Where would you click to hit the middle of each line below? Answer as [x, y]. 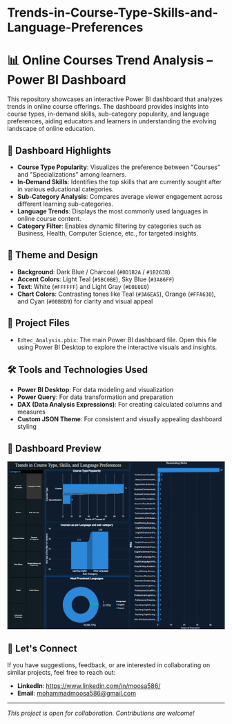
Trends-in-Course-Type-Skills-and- [113, 13]
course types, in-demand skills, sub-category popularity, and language [108, 114]
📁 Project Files [39, 323]
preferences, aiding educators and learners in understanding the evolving [112, 121]
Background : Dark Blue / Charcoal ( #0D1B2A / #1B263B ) [94, 272]
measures [31, 412]
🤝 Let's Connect [42, 648]
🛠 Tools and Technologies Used [78, 370]
